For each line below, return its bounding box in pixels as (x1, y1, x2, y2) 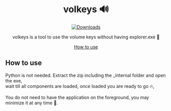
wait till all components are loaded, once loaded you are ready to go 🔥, (5, 83, 155, 89)
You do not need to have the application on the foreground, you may (5, 94, 149, 100)
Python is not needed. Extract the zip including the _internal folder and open (5, 72, 166, 78)
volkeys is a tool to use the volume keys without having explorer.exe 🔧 (12, 34, 160, 40)
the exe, (5, 77, 23, 84)
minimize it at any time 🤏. (5, 100, 58, 106)
